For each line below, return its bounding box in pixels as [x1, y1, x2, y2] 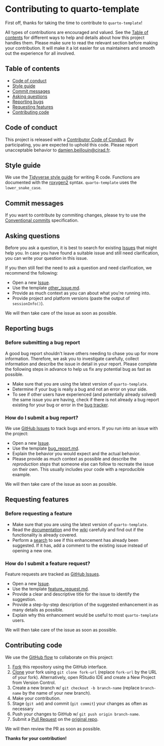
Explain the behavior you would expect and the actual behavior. [12, 450, 141, 457]
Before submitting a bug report [5, 339, 80, 346]
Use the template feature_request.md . [12, 586, 89, 592]
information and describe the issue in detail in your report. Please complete [5, 361, 157, 367]
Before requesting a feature [5, 510, 72, 517]
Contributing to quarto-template [5, 3, 140, 15]
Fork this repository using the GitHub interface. [12, 664, 108, 670]
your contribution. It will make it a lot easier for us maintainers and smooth [5, 45, 155, 51]
